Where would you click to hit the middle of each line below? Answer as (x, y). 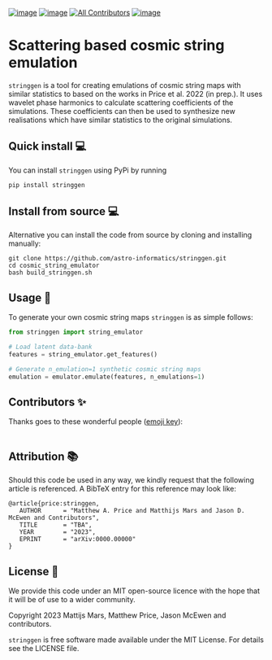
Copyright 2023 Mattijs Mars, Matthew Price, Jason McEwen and (117, 615)
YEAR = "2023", (57, 532)
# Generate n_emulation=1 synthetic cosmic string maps (105, 369)
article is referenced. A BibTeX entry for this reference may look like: (123, 489)
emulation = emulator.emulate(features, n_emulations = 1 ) (107, 377)
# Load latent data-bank (50, 347)
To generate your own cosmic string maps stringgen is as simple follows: (131, 317)
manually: (25, 243)
